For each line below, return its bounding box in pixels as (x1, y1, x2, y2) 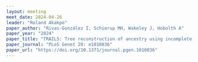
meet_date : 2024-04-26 (6, 14, 62, 20)
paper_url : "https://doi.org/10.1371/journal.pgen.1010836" (6, 47, 158, 53)
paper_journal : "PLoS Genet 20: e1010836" (6, 42, 113, 48)
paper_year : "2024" (6, 31, 55, 37)
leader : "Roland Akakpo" (6, 19, 68, 25)
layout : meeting (6, 8, 46, 15)
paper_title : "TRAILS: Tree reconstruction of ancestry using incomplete (6, 36, 193, 42)
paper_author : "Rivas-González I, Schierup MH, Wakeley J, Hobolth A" (6, 25, 184, 31)
